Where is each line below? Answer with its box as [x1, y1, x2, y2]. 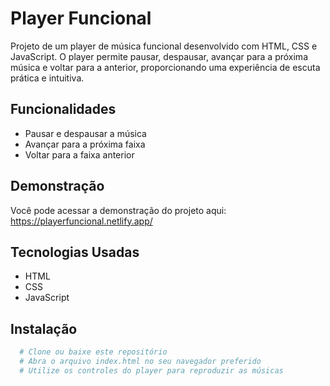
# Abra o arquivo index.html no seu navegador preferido [19, 357, 262, 367]
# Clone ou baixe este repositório [19, 347, 168, 357]
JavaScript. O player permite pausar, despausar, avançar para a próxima [10, 50, 308, 62]
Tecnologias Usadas [10, 243, 140, 261]
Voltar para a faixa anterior [24, 148, 135, 161]
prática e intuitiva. [10, 72, 85, 84]
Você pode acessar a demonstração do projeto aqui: [10, 204, 227, 216]
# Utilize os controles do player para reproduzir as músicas [19, 365, 284, 376]
